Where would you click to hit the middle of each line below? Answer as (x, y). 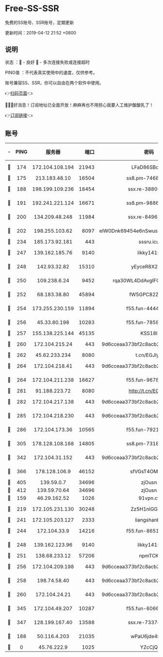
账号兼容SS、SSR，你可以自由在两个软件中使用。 (54, 82)
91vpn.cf (149, 498)
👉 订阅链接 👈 (19, 115)
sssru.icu (149, 241)
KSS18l (149, 333)
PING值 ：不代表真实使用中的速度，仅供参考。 (51, 72)
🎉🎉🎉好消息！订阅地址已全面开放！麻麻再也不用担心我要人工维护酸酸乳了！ (79, 105)
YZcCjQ (149, 647)
